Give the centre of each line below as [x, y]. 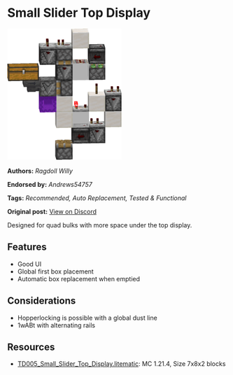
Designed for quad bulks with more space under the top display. [100, 225]
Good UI [29, 264]
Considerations [42, 301]
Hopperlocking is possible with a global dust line [87, 318]
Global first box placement [56, 271]
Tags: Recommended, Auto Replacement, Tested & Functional [97, 198]
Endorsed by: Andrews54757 [50, 184]
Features [27, 247]
